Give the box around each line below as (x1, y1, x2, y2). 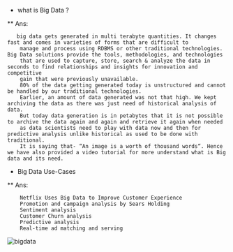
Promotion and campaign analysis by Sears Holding (20, 200, 170, 207)
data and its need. (7, 155, 64, 162)
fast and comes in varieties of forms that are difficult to (7, 39, 189, 46)
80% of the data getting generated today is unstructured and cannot (20, 82, 227, 89)
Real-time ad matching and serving (20, 225, 123, 232)
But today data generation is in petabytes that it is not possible (20, 112, 223, 119)
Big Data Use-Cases (17, 168, 76, 175)
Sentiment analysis (20, 207, 77, 214)
